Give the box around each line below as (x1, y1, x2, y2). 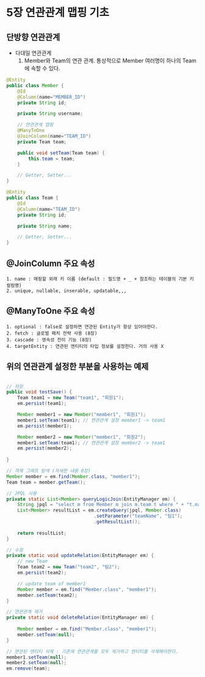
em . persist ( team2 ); (17, 570, 67, 576)
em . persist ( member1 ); (17, 423, 72, 429)
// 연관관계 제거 (6, 609, 43, 615)
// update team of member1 (17, 580, 86, 587)
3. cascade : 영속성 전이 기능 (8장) (6, 336, 92, 343)
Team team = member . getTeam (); (6, 479, 86, 485)
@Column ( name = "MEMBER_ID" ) (17, 94, 86, 100)
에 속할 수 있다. (24, 65, 60, 72)
